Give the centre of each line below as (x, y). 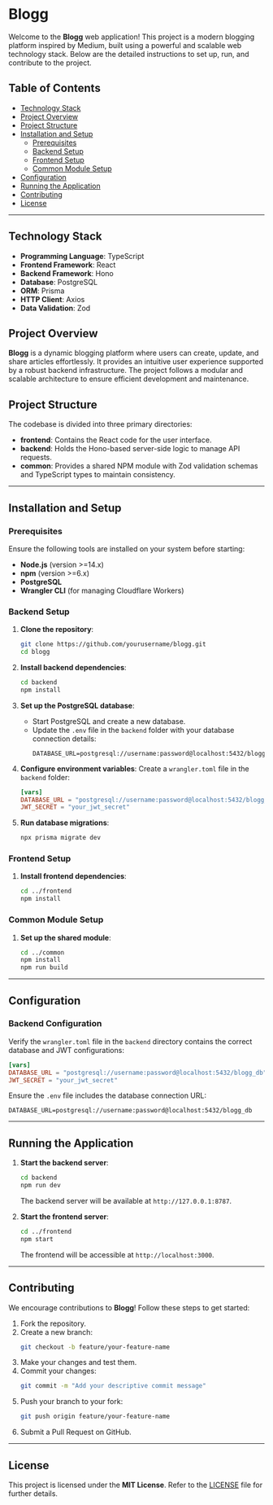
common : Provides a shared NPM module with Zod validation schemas (139, 466)
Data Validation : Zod (55, 308)
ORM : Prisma (42, 291)
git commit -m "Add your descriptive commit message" (113, 1386)
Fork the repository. (53, 1323)
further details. (33, 1494)
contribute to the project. (50, 63)
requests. (36, 458)
